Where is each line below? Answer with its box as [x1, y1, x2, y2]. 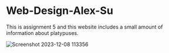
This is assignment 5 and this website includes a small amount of [6, 23, 163, 30]
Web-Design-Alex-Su [6, 4, 113, 17]
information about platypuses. [6, 29, 79, 36]
